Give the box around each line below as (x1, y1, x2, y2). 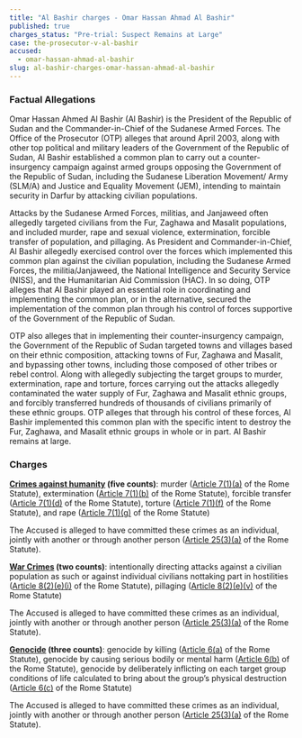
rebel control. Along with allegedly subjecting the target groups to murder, (9, 369, 283, 379)
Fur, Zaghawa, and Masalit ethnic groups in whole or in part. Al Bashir (9, 426, 267, 437)
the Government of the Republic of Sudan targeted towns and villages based (9, 340, 293, 351)
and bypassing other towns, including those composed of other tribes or (9, 360, 278, 370)
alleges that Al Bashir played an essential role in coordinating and (9, 285, 251, 296)
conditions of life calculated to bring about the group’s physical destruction (9, 673, 288, 684)
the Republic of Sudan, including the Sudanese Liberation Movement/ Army (9, 171, 289, 182)
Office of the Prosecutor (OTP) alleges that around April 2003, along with (9, 132, 280, 144)
